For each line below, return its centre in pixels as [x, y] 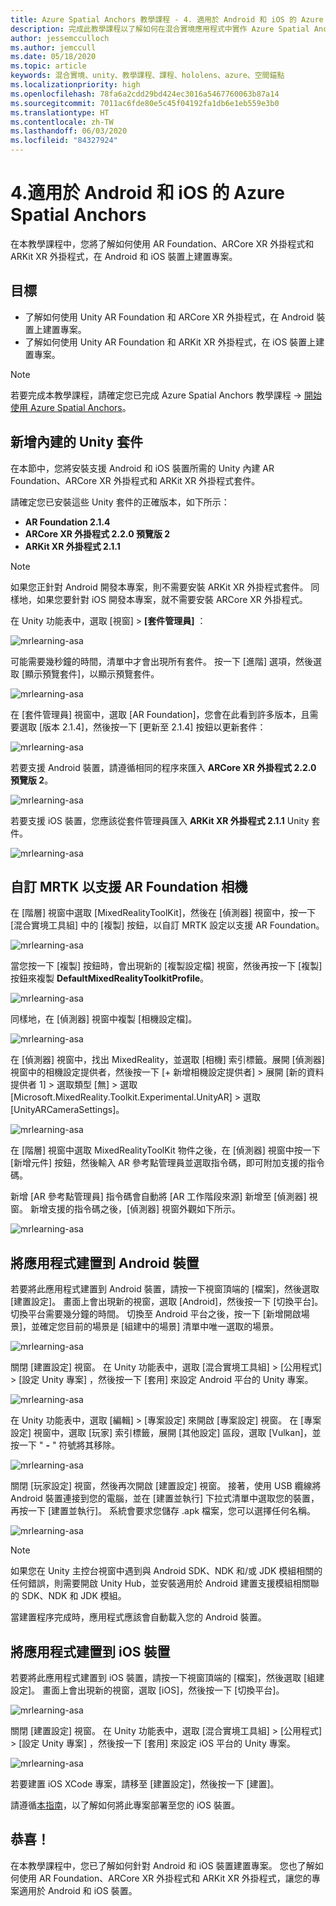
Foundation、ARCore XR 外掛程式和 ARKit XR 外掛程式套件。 [135, 480]
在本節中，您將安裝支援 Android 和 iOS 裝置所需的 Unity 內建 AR [142, 468]
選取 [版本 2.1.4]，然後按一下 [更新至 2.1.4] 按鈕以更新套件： [142, 727]
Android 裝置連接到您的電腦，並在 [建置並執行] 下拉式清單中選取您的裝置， [165, 1498]
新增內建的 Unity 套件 [76, 442]
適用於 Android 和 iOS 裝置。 [78, 1890]
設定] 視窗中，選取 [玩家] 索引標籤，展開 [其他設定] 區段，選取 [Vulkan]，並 [166, 1433]
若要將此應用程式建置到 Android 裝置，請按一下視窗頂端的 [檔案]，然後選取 [165, 1289]
